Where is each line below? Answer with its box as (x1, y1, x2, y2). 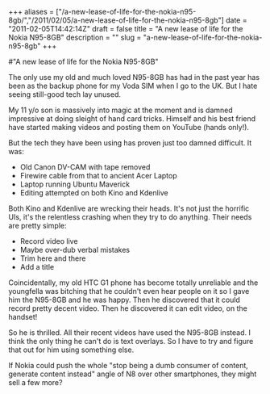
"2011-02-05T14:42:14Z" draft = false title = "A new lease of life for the (8, 24, 243, 33)
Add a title (19, 262, 55, 271)
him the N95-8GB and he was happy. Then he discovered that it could (8, 295, 240, 304)
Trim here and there (19, 254, 86, 263)
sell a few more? (8, 378, 63, 387)
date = (225, 15, 247, 25)
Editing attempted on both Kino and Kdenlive (19, 188, 168, 197)
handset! (8, 312, 38, 321)
